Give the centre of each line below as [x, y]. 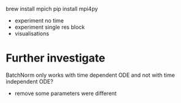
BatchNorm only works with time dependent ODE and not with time [90, 75]
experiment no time [39, 20]
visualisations [32, 34]
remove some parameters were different [66, 93]
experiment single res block [50, 27]
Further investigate [56, 58]
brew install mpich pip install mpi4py [52, 9]
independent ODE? [29, 81]
